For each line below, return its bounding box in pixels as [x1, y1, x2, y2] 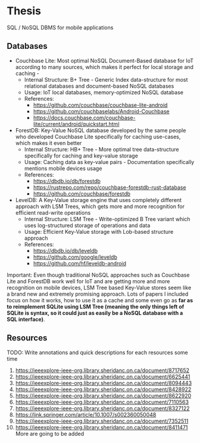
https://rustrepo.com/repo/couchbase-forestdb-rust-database [33, 184, 186, 191]
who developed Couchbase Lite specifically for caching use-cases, [15, 133, 181, 140]
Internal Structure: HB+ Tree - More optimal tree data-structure [24, 145, 179, 153]
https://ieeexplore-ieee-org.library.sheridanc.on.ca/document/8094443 [15, 379, 192, 386]
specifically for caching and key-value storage [24, 152, 139, 159]
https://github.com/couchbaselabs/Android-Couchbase [33, 107, 170, 114]
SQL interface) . [7, 315, 45, 323]
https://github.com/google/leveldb [33, 253, 118, 261]
